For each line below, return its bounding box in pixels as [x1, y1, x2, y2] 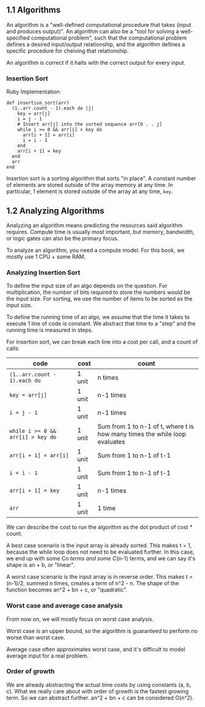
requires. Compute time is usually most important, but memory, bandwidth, [6, 228, 195, 235]
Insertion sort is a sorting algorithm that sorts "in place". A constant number [6, 175, 196, 182]
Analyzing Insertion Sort [6, 268, 81, 277]
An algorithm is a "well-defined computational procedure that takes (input [6, 21, 192, 28]
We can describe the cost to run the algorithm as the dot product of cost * [6, 524, 193, 531]
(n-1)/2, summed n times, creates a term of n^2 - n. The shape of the [6, 580, 179, 587]
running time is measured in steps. [6, 326, 93, 334]
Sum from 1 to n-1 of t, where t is [97, 422, 194, 431]
